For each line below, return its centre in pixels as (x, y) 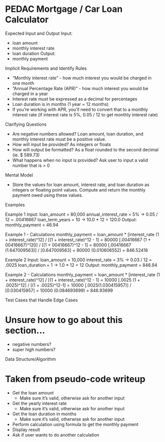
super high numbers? (34, 349)
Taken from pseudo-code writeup (75, 379)
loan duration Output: (34, 53)
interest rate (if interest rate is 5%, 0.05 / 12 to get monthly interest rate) (85, 114)
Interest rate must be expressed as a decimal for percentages (75, 99)
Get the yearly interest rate (39, 403)
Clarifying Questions (26, 124)
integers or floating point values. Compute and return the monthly (79, 190)
